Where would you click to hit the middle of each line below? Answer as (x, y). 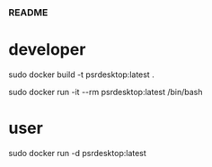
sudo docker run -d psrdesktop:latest (78, 153)
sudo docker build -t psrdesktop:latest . (81, 75)
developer (47, 50)
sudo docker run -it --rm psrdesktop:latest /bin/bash (106, 92)
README (28, 13)
